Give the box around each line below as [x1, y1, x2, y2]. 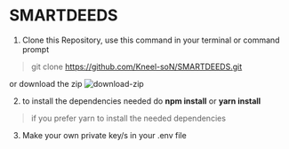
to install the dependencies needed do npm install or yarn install [21, 95, 261, 106]
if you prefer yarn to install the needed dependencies [30, 113, 227, 123]
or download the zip [9, 78, 83, 89]
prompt [21, 43, 50, 54]
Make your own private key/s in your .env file [21, 129, 187, 140]
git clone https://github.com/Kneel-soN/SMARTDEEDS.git [30, 61, 243, 72]
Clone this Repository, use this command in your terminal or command [21, 35, 280, 45]
